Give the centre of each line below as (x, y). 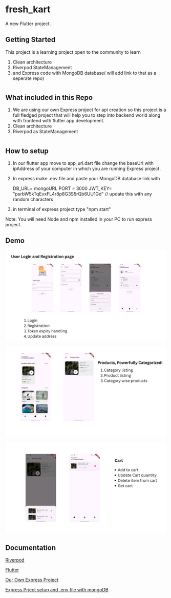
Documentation (31, 548)
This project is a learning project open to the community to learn (73, 52)
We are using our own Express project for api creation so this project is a (89, 110)
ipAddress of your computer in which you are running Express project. (87, 168)
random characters (33, 199)
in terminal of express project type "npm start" (62, 209)
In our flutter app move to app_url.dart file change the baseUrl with (83, 163)
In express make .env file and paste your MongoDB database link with (86, 178)
